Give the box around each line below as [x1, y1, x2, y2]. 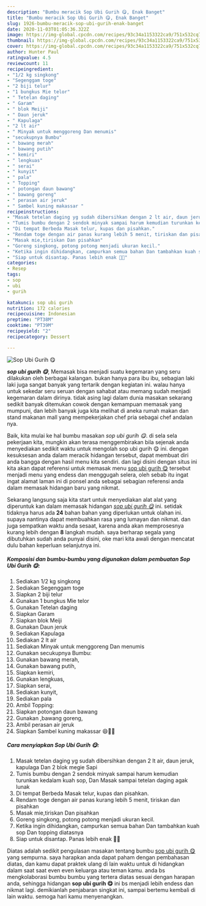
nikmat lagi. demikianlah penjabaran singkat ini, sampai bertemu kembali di [7, 886, 196, 893]
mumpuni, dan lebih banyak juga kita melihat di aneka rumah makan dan [7, 407, 189, 414]
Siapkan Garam [15, 610, 55, 617]
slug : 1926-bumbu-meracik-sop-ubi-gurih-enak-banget [7, 20, 144, 26]
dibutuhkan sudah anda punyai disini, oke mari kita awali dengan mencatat [7, 535, 195, 542]
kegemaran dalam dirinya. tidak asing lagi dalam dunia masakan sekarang [7, 394, 193, 401]
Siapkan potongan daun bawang [15, 708, 98, 715]
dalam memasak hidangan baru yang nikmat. [7, 484, 120, 491]
